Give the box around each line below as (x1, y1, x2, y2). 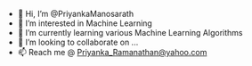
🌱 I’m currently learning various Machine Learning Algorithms (17, 28, 243, 37)
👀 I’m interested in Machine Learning (17, 18, 153, 29)
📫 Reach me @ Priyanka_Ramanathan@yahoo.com (17, 47, 207, 57)
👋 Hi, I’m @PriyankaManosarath (17, 9, 134, 19)
